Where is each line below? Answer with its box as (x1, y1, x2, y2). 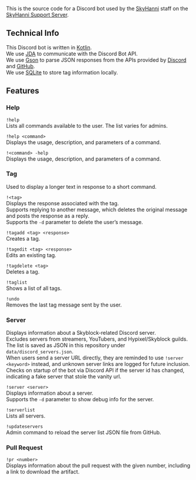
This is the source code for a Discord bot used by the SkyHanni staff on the (6, 5, 188, 12)
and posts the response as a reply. (6, 212, 90, 219)
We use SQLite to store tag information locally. (6, 69, 119, 76)
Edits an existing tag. (6, 251, 57, 258)
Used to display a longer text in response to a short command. (6, 183, 157, 190)
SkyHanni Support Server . (6, 11, 69, 18)
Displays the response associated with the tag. (6, 199, 119, 206)
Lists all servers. (6, 412, 46, 419)
